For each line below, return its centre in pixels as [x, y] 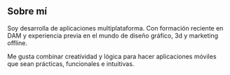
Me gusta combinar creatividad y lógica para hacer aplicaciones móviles [112, 56]
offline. [18, 43]
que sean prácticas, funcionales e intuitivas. [71, 64]
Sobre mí [27, 11]
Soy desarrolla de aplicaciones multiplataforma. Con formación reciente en [115, 28]
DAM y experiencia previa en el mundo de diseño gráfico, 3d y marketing [113, 35]
